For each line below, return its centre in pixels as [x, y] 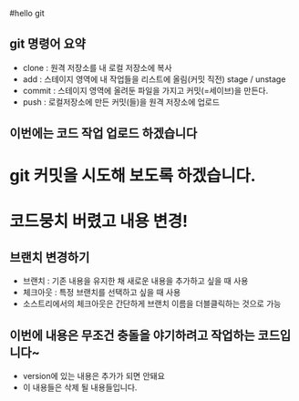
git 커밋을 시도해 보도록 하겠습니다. [133, 176]
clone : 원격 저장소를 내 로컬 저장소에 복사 [97, 67]
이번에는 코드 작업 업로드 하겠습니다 [103, 134]
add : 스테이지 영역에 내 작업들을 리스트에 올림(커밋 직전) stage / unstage [154, 79]
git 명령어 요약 [48, 44]
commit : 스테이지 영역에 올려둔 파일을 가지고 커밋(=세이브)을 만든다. [145, 90]
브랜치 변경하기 [50, 257]
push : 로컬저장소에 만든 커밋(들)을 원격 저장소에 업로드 [121, 102]
